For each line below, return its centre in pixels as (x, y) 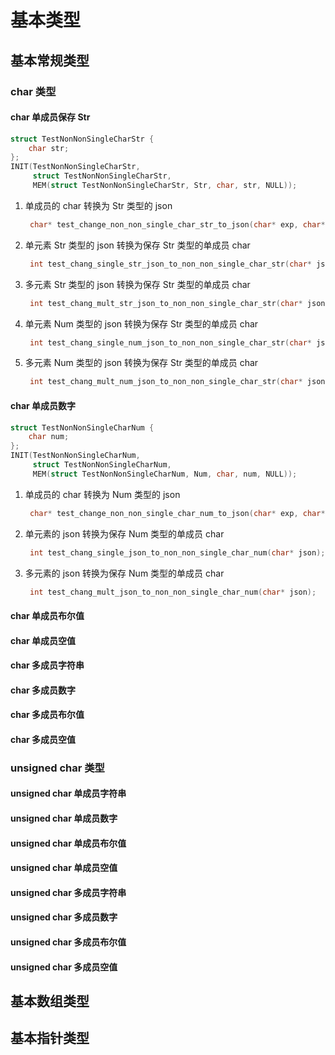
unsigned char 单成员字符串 (68, 793)
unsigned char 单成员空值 (64, 868)
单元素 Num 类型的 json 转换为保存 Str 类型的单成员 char (141, 323)
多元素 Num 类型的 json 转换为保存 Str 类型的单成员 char (141, 363)
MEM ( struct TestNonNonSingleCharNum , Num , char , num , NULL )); (165, 474)
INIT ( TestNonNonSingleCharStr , (75, 167)
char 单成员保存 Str (50, 117)
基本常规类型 (50, 60)
